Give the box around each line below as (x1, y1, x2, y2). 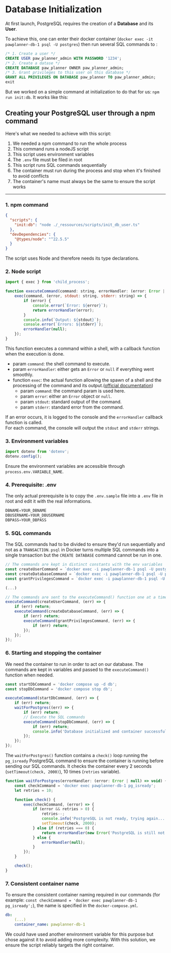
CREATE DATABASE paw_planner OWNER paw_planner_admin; (5, 65, 124, 70)
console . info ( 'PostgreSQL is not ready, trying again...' (41, 816, 167, 821)
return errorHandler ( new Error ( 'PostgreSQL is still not (41, 830, 165, 835)
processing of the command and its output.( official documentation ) (12, 382, 154, 388)
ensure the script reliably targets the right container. (5, 942, 115, 948)
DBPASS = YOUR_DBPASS (5, 518, 47, 523)
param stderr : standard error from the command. (20, 404, 124, 410)
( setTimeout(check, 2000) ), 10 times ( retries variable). (5, 769, 121, 775)
